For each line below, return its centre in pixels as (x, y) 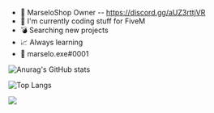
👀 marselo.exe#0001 (54, 54)
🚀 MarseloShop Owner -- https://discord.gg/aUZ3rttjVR (113, 13)
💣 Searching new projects (64, 30)
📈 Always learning (51, 42)
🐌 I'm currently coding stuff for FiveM (83, 21)
